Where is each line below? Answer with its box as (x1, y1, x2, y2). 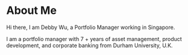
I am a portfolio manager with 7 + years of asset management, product (6, 35, 183, 42)
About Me (6, 4, 57, 18)
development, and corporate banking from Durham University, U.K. (6, 42, 173, 49)
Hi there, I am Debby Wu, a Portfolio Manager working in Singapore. (6, 24, 175, 31)
